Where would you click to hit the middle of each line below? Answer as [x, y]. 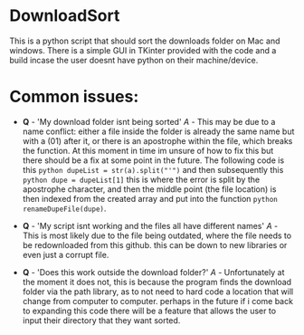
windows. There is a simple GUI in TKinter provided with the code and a [143, 50]
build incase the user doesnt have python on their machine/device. [134, 60]
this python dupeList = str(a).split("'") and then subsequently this [153, 169]
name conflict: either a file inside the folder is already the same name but [158, 131]
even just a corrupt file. [66, 254]
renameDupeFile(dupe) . [64, 208]
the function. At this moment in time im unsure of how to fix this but [148, 150]
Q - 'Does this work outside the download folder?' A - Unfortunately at [153, 272]
